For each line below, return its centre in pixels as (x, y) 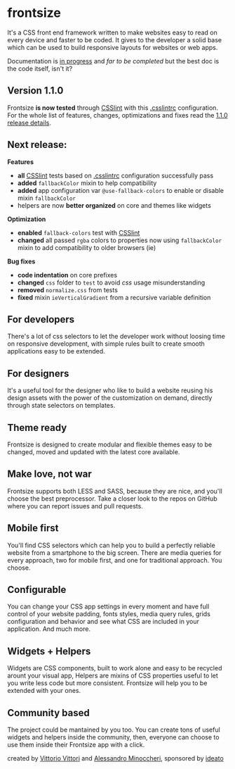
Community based (48, 713)
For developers (41, 319)
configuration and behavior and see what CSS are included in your (103, 622)
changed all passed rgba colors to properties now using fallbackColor (120, 240)
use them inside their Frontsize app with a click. (76, 745)
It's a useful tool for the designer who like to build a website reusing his (110, 390)
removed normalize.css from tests (67, 289)
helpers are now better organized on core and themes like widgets (114, 205)
